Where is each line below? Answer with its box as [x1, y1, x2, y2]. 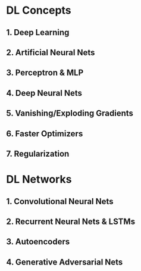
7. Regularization [6, 148, 70, 158]
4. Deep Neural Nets [6, 88, 82, 98]
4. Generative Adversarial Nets [6, 257, 123, 267]
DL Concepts [6, 4, 71, 17]
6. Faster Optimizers [6, 129, 83, 139]
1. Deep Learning [6, 27, 70, 38]
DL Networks [6, 173, 72, 186]
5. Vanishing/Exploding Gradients [6, 108, 134, 119]
